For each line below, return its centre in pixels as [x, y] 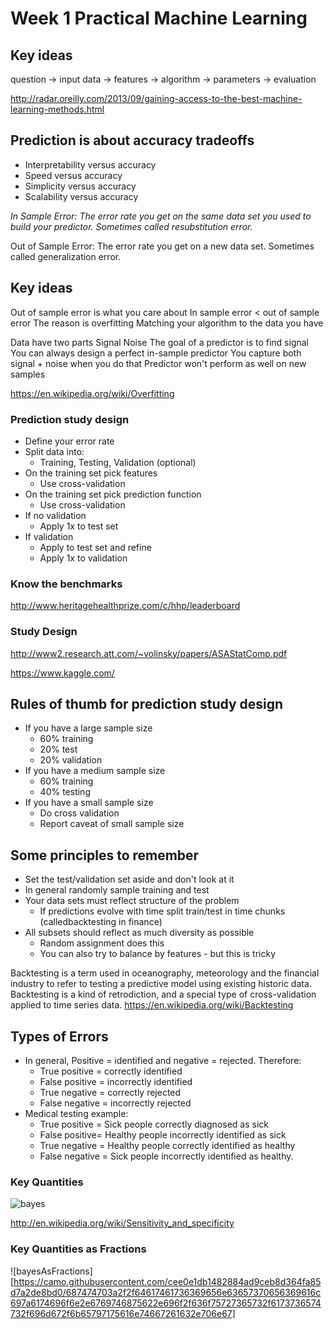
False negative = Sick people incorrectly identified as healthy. [166, 1156]
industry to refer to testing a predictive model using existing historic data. [161, 984]
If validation [49, 536]
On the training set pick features [91, 473]
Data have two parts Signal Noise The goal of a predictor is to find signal [159, 342]
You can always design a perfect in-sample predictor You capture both [156, 353]
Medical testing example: [76, 1113]
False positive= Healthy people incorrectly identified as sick [163, 1134]
